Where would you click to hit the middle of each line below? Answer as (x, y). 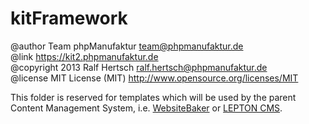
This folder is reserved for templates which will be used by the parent (153, 97)
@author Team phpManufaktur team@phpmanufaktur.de (127, 46)
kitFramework (69, 18)
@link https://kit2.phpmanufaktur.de (84, 56)
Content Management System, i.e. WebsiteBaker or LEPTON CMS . (146, 108)
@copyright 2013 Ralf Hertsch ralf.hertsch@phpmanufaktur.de (139, 67)
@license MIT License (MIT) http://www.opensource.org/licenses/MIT (154, 78)
